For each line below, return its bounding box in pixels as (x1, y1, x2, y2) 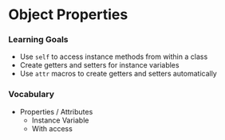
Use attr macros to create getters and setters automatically (19, 69, 217, 79)
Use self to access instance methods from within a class (19, 52, 208, 61)
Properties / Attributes (19, 107, 93, 116)
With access (31, 123, 73, 133)
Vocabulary (8, 89, 54, 100)
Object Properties (8, 6, 128, 24)
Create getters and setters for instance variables (19, 60, 180, 70)
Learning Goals (8, 34, 69, 45)
